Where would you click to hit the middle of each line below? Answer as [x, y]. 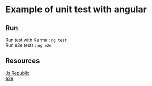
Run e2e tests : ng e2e [28, 45]
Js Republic [17, 73]
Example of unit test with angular [76, 9]
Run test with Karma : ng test [36, 40]
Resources [23, 61]
